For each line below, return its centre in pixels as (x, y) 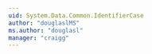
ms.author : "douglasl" (46, 30)
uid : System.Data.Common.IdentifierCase (76, 15)
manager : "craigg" (39, 38)
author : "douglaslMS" (44, 23)
